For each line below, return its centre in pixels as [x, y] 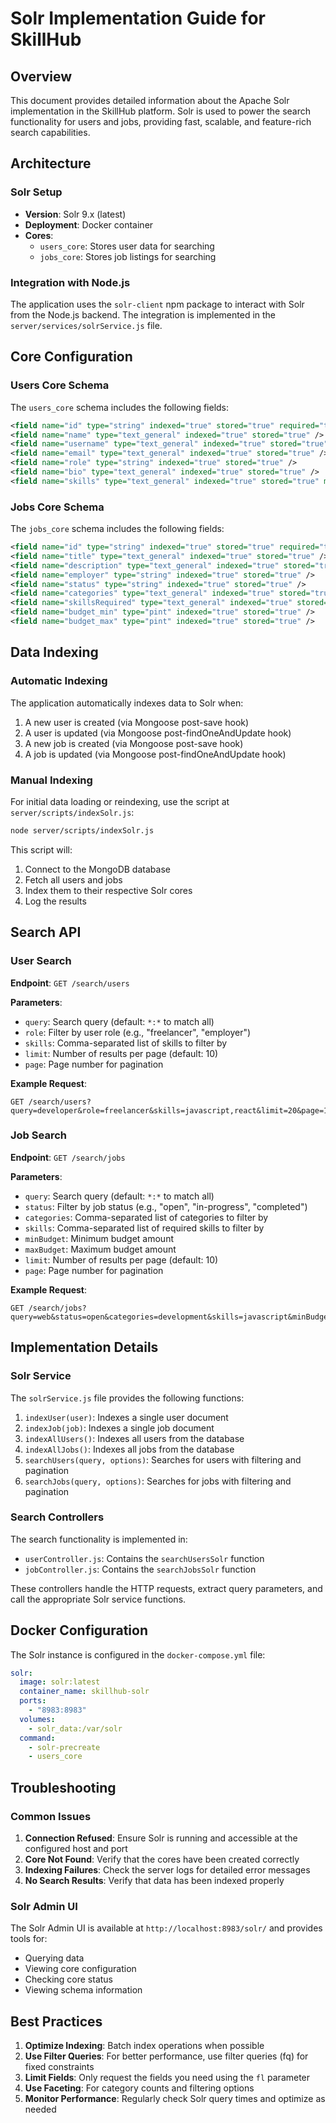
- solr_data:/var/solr [75, 1728]
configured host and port [76, 1849]
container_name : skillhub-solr [84, 1692]
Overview [41, 76]
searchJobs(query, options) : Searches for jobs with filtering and [158, 1481]
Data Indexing [54, 652]
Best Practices [56, 2021]
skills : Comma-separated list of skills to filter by [126, 1043]
